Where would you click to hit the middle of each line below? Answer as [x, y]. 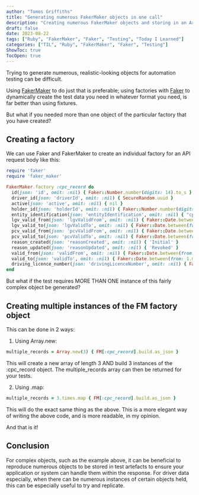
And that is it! [22, 427]
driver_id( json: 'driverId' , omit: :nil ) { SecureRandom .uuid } [92, 198]
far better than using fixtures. [42, 103]
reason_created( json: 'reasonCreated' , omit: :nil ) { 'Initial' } [95, 242]
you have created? [29, 121]
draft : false [22, 28]
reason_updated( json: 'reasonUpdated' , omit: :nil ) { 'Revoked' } [95, 247]
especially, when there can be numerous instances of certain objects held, [97, 479]
